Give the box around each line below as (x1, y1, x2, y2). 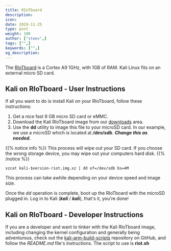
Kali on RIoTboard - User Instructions (5, 84, 126, 93)
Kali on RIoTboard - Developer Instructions (5, 210, 144, 219)
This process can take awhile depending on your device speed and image (5, 175, 161, 181)
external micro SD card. (5, 70, 55, 76)
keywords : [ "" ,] (5, 45, 40, 51)
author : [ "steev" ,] (5, 36, 47, 41)
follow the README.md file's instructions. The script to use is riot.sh (5, 240, 150, 246)
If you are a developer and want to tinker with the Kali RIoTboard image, (5, 224, 156, 230)
